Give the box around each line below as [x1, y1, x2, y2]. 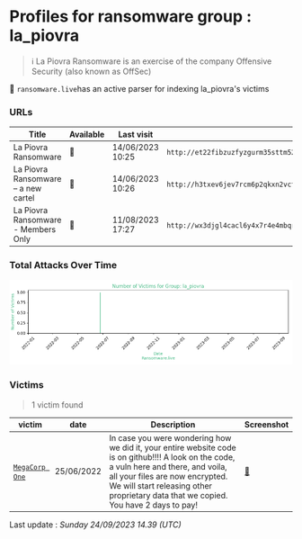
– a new [13, 183, 42, 194]
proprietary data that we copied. [109, 490, 228, 500]
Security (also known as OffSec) [31, 66, 152, 76]
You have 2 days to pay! [109, 499, 198, 510]
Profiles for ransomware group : [9, 6, 253, 27]
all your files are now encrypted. [109, 471, 228, 481]
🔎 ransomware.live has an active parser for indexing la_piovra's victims [9, 83, 270, 94]
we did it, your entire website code [109, 442, 236, 453]
